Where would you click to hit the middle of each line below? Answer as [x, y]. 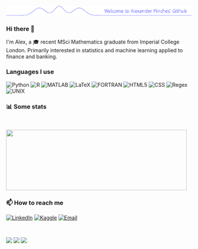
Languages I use [30, 72]
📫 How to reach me [35, 203]
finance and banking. [32, 57]
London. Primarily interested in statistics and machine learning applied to [95, 51]
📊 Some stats [27, 106]
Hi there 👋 [21, 29]
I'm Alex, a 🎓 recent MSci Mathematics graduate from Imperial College [93, 42]
